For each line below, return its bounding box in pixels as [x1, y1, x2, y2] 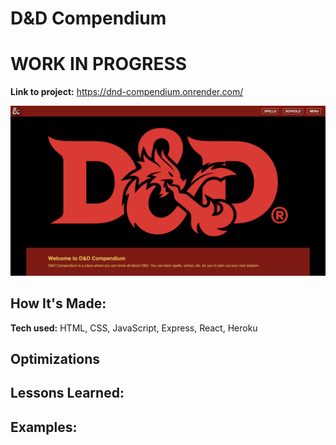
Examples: [10, 418, 78, 436]
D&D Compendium [10, 7, 167, 30]
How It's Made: [10, 295, 107, 312]
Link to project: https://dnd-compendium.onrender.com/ [10, 86, 244, 98]
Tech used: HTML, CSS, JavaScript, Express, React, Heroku [10, 322, 258, 334]
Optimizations [10, 351, 100, 368]
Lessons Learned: [10, 385, 125, 402]
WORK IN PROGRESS [10, 53, 188, 76]
